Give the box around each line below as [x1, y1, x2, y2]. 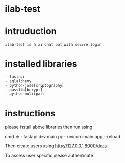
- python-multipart [5, 92, 45, 96]
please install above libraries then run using [5, 124, 93, 130]
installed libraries [5, 58, 77, 70]
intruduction [5, 26, 57, 37]
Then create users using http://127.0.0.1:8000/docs [5, 143, 107, 149]
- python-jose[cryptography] [5, 83, 64, 88]
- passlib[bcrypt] [5, 87, 42, 93]
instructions [5, 108, 56, 119]
